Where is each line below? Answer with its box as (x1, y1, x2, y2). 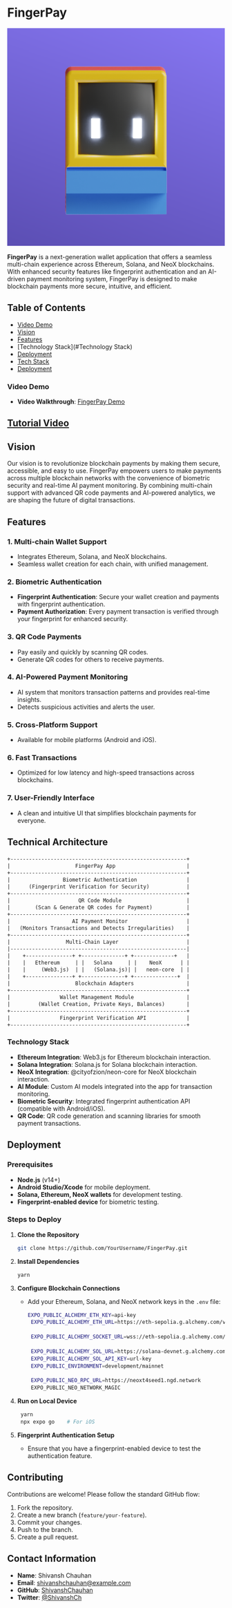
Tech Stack (17, 357, 50, 366)
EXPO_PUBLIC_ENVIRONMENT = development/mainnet (30, 1363, 164, 1370)
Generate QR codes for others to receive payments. (17, 655, 164, 663)
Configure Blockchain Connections (17, 1284, 121, 1292)
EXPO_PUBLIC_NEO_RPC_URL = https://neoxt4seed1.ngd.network (30, 1377, 202, 1384)
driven (7, 274, 26, 283)
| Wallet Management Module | (7, 994, 190, 1001)
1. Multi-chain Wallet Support (7, 537, 107, 547)
